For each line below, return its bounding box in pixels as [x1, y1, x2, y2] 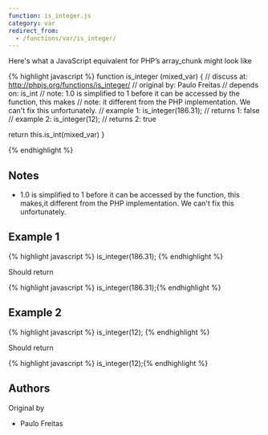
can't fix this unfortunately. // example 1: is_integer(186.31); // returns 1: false [8, 106, 261, 116]
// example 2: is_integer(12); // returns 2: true [8, 114, 156, 124]
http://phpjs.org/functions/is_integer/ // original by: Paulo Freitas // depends [8, 80, 259, 90]
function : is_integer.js [8, 11, 91, 20]
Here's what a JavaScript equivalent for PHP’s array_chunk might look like [8, 56, 253, 66]
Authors [8, 382, 51, 396]
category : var [8, 19, 56, 27]
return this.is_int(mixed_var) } [8, 130, 105, 140]
